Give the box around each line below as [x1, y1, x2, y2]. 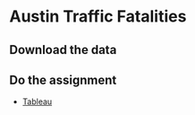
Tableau [21, 96, 53, 107]
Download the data [9, 42, 117, 57]
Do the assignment [9, 72, 117, 87]
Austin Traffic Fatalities [9, 6, 187, 27]
